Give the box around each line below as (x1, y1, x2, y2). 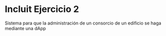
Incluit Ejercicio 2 (5, 3, 79, 15)
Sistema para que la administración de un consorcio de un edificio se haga (5, 20, 161, 26)
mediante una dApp (5, 25, 46, 31)
